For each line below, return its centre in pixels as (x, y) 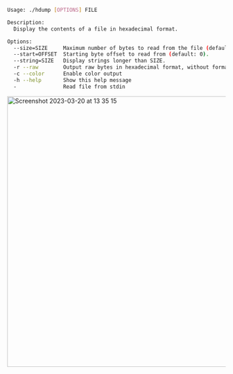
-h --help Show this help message (72, 80)
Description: (26, 22)
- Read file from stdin (70, 87)
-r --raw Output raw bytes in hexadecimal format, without (111, 67)
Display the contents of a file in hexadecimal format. (96, 29)
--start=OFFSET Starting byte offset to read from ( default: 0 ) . (111, 54)
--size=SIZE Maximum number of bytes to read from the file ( (111, 48)
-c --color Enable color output (68, 74)
